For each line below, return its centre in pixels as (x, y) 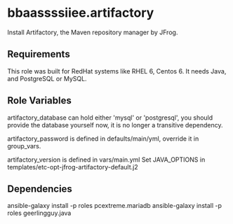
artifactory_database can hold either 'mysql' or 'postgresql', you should (110, 118)
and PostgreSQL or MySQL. (47, 78)
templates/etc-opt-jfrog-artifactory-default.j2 (73, 167)
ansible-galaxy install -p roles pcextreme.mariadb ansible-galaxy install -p (115, 206)
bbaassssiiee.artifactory (81, 13)
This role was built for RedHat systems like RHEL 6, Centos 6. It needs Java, (117, 71)
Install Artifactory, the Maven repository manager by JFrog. (93, 32)
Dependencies (40, 189)
